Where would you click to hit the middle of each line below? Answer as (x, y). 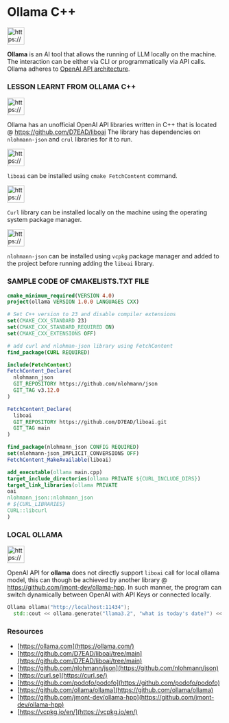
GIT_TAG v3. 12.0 (36, 390)
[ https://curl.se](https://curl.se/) (62, 676)
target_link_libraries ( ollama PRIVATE (62, 485)
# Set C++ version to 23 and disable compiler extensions (92, 314)
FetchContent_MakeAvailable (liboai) (59, 460)
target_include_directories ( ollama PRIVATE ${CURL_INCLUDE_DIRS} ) (104, 478)
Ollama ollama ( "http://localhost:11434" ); (69, 608)
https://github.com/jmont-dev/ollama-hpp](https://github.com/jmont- (117, 698)
